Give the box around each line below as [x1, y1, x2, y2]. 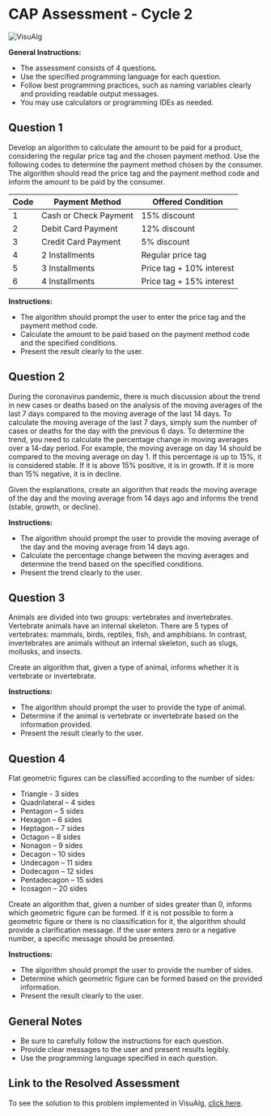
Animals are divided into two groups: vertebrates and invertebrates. [8, 612, 233, 622]
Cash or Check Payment [41, 210, 133, 221]
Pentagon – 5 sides [19, 807, 84, 816]
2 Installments [41, 249, 95, 260]
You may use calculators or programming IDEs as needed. [19, 97, 214, 107]
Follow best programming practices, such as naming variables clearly [19, 80, 252, 90]
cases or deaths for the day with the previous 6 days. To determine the [8, 426, 245, 436]
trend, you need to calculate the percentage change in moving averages [8, 434, 249, 444]
